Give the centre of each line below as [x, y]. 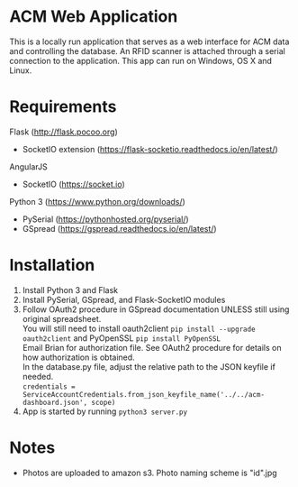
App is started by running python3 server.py [104, 411]
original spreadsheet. [62, 318]
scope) [104, 402]
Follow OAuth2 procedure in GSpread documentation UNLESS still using [156, 309]
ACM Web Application [94, 17]
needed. [38, 376]
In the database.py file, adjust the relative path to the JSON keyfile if [149, 366]
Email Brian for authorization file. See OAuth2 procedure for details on [152, 347]
